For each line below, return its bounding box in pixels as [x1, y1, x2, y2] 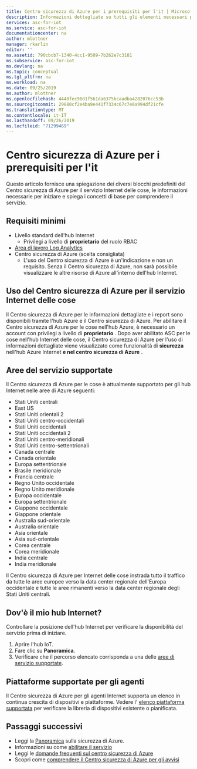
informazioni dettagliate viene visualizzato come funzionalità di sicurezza [6, 342, 184, 349]
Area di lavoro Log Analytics [14, 244, 83, 251]
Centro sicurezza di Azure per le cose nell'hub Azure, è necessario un [6, 323, 175, 330]
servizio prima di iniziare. [6, 629, 67, 637]
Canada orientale [14, 454, 57, 461]
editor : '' [6, 47, 33, 53]
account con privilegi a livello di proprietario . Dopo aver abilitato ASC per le [6, 329, 191, 336]
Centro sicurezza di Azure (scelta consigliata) [14, 250, 125, 257]
